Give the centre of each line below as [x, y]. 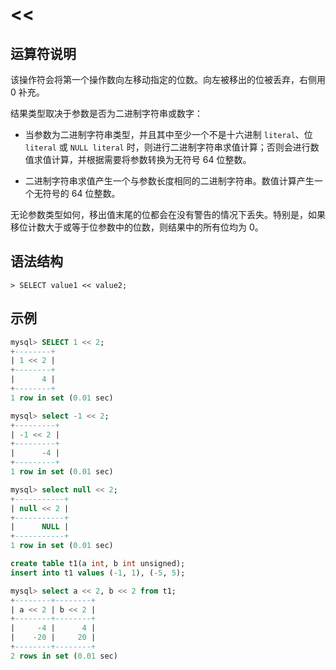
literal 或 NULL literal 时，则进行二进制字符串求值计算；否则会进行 [167, 147]
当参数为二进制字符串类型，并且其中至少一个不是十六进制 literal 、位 [168, 134]
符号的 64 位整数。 [81, 193]
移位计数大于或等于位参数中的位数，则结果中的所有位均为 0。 [137, 227]
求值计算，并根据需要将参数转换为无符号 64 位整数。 [142, 159]
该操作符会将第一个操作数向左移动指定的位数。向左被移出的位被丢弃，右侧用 [168, 79]
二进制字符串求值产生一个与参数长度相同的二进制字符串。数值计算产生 [169, 181]
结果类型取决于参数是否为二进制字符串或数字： [106, 113]
